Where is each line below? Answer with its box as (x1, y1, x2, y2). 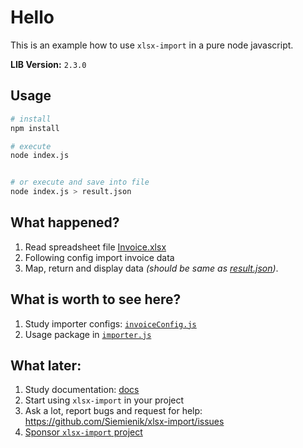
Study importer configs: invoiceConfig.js (24, 317, 197, 330)
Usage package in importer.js (24, 328, 152, 340)
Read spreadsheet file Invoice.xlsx (24, 241, 167, 253)
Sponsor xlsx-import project (24, 426, 143, 438)
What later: (10, 357, 82, 375)
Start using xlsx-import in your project (24, 394, 185, 406)
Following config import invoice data (24, 251, 175, 263)
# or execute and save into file (10, 177, 150, 188)
